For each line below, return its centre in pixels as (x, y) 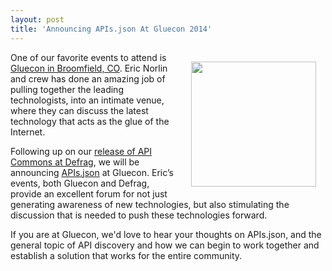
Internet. (28, 132)
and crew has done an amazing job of (88, 78)
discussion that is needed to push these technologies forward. (139, 215)
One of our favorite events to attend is (88, 57)
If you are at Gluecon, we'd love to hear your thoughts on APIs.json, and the (166, 234)
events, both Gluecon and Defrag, (80, 183)
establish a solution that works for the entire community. (126, 255)
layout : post (37, 19)
